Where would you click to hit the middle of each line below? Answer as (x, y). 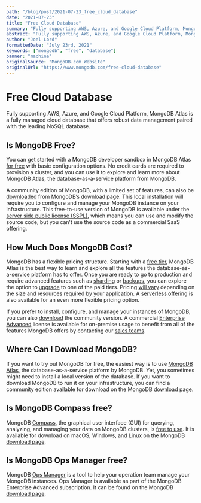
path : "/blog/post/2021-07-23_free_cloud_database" (72, 12)
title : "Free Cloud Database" (44, 23)
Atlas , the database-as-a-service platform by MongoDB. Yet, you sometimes (100, 370)
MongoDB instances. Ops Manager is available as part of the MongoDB (94, 481)
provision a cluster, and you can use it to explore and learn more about (93, 172)
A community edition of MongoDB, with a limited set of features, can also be (100, 190)
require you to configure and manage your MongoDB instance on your (93, 203)
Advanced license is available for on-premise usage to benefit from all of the (100, 324)
